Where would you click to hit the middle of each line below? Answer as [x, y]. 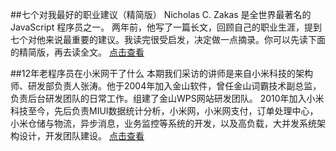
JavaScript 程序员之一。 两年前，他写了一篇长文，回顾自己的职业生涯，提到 [166, 27]
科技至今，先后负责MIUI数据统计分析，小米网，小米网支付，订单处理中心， [164, 111]
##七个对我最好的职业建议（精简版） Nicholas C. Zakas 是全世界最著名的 [161, 14]
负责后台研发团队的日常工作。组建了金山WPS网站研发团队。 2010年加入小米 [167, 98]
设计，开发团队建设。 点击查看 [81, 136]
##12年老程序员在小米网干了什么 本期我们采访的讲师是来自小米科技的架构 [161, 73]
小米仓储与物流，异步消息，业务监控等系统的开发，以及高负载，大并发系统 [163, 123]
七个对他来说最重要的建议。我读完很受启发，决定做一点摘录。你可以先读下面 [168, 39]
